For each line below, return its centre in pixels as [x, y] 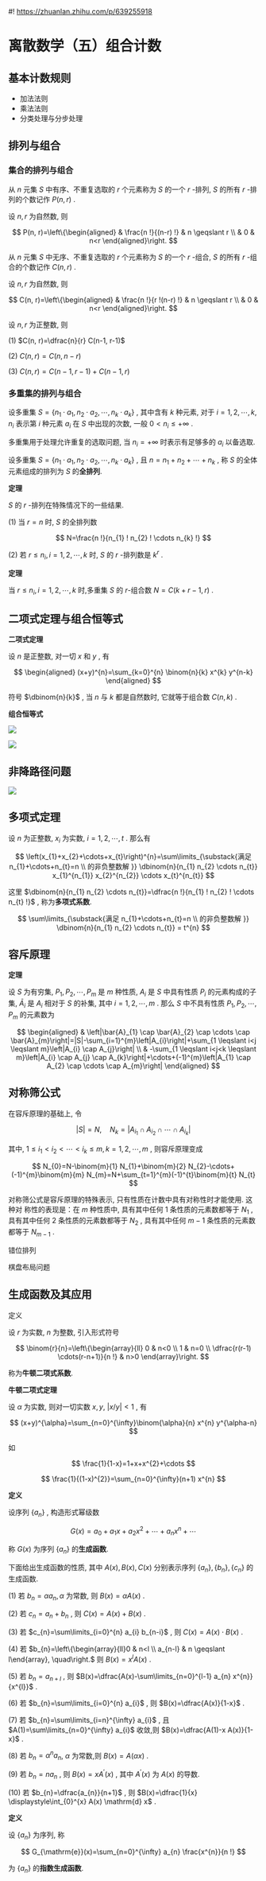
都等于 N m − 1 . [31, 1233]
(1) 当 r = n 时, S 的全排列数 [53, 522]
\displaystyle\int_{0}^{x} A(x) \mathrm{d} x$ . [82, 1801]
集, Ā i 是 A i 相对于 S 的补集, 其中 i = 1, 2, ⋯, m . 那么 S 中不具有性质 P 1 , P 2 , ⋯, [133, 1004]
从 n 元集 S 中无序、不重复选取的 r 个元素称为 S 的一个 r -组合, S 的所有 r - [129, 257]
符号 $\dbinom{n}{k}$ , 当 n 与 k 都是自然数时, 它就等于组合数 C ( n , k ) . [123, 697]
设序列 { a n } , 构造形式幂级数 [54, 1513]
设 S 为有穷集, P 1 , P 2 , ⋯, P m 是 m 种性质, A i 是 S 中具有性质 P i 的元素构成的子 [132, 993]
